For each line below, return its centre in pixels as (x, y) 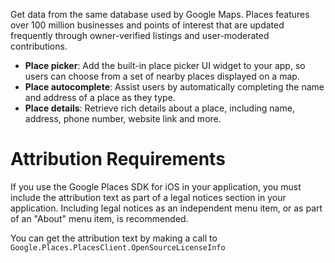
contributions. (39, 46)
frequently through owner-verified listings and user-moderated (140, 35)
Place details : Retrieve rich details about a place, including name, (159, 108)
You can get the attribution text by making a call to (114, 238)
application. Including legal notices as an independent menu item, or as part (166, 208)
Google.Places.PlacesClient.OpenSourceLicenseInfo (118, 247)
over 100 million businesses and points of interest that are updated (147, 25)
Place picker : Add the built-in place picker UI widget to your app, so (165, 65)
